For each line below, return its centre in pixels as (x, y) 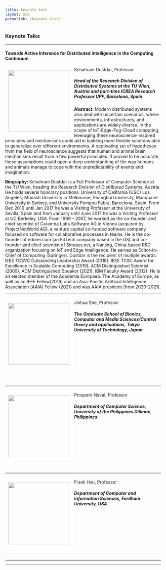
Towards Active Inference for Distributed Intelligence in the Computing (80, 53)
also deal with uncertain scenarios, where (116, 114)
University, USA (91, 504)
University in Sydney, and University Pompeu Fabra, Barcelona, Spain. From (82, 203)
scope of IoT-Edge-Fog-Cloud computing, (117, 130)
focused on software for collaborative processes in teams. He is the (74, 234)
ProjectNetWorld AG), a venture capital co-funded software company (76, 229)
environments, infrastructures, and (109, 120)
